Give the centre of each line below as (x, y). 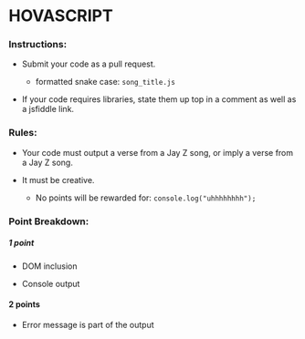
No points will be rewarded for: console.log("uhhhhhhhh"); (146, 198)
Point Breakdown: (49, 221)
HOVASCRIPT (61, 16)
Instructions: (38, 45)
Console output (51, 283)
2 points (24, 304)
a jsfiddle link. (48, 109)
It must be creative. (58, 180)
